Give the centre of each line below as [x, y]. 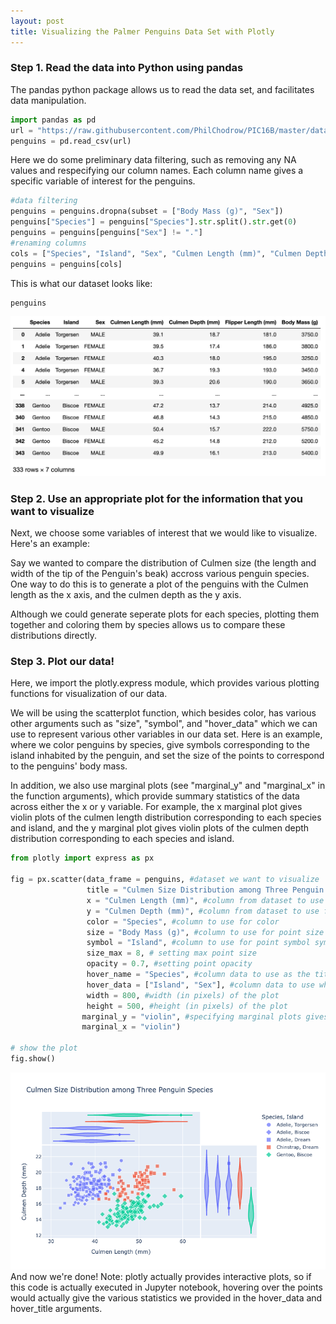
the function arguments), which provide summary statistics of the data [155, 796]
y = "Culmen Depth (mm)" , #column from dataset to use [203, 911]
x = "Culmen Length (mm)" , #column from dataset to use [205, 900]
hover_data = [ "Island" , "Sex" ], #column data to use [200, 985]
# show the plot [44, 1048]
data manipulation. [48, 100]
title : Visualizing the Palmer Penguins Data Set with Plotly [142, 31]
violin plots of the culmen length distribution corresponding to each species [166, 817]
